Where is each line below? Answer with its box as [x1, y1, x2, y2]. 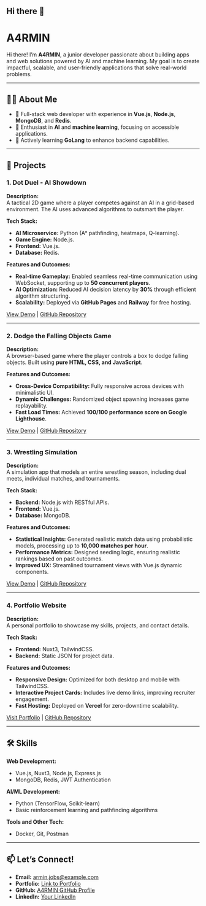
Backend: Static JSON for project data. [15, 652, 115, 659]
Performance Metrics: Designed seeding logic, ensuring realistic [15, 549, 180, 556]
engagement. [15, 695, 49, 703]
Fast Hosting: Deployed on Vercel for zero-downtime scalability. [15, 702, 179, 709]
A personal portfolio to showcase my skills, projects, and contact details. [6, 621, 189, 629]
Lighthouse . [15, 415, 47, 422]
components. [15, 568, 49, 576]
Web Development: [6, 757, 56, 765]
